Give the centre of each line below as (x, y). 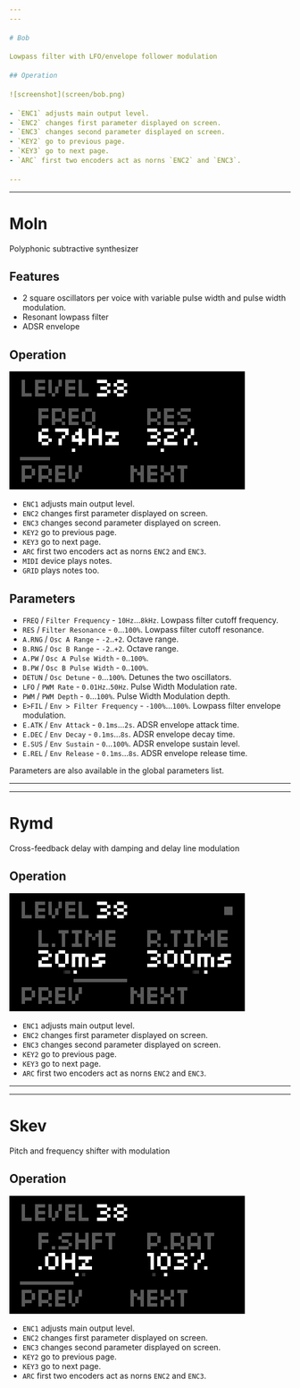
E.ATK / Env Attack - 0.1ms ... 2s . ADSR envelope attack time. (130, 724)
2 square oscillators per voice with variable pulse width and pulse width (154, 298)
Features (34, 276)
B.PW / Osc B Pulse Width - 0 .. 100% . (85, 668)
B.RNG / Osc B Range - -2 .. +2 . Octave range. (100, 648)
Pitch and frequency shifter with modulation (90, 1151)
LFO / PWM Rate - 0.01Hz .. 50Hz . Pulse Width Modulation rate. (129, 686)
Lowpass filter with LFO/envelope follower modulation (113, 57)
